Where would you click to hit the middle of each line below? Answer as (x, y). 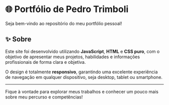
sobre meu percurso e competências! (44, 97)
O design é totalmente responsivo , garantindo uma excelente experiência (81, 72)
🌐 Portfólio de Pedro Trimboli (67, 9)
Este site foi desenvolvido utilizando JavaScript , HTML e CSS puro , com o (82, 51)
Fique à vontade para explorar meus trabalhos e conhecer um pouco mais (82, 91)
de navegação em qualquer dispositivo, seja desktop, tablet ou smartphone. (84, 77)
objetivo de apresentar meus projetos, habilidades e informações (72, 57)
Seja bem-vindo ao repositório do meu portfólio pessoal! (64, 23)
